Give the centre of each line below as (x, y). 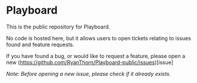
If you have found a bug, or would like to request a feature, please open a (96, 56)
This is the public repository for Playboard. (58, 27)
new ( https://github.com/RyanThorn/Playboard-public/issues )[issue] (90, 62)
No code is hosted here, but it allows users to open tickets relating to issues (99, 38)
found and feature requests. (40, 44)
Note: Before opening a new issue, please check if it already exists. (88, 74)
